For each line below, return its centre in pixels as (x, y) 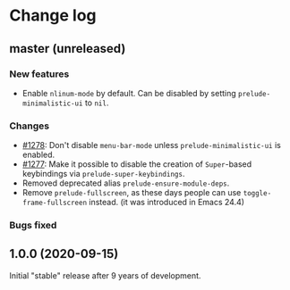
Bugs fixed (33, 226)
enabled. (38, 155)
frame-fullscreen (55, 203)
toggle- (257, 194)
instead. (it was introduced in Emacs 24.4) (166, 203)
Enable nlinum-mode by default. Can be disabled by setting (129, 93)
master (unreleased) (68, 49)
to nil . (97, 103)
